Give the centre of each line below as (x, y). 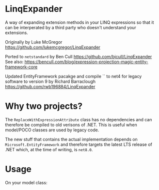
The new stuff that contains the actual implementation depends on (72, 139)
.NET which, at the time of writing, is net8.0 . (49, 149)
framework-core (21, 67)
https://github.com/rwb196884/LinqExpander (50, 86)
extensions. (16, 32)
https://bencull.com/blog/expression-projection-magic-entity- (87, 62)
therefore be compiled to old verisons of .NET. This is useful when (71, 125)
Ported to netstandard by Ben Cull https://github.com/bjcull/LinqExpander (79, 56)
